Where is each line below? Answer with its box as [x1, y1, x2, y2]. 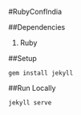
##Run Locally [8, 84, 56, 92]
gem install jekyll [8, 69, 74, 77]
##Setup [8, 54, 38, 63]
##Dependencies [8, 23, 66, 31]
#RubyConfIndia [8, 7, 63, 16]
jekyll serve [8, 99, 52, 107]
